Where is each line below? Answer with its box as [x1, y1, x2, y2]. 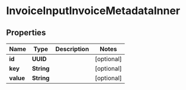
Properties [6, 28, 46, 38]
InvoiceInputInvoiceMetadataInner [6, 4, 181, 18]
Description [55, 45, 89, 53]
